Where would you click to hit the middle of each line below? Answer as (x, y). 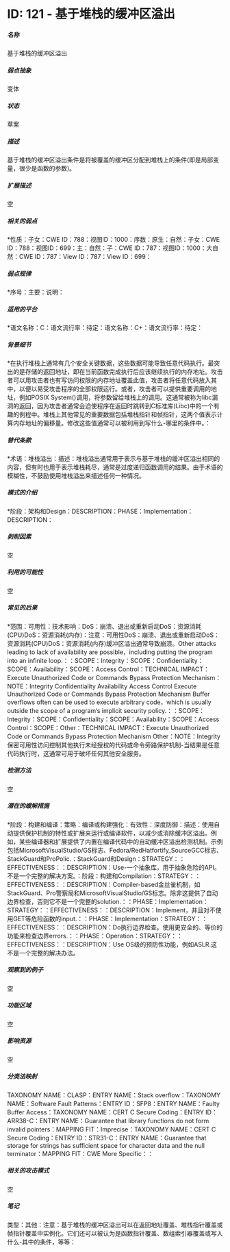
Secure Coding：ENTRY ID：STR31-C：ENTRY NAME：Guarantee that (107, 1138)
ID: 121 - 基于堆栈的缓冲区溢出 (91, 14)
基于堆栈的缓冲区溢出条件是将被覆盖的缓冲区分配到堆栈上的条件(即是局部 (110, 160)
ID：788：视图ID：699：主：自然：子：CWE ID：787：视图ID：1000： (107, 248)
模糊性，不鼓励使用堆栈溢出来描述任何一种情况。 (76, 475)
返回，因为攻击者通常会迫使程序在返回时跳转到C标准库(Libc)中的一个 (116, 405)
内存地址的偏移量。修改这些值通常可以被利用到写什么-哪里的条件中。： (112, 423)
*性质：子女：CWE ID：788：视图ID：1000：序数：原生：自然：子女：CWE (114, 239)
